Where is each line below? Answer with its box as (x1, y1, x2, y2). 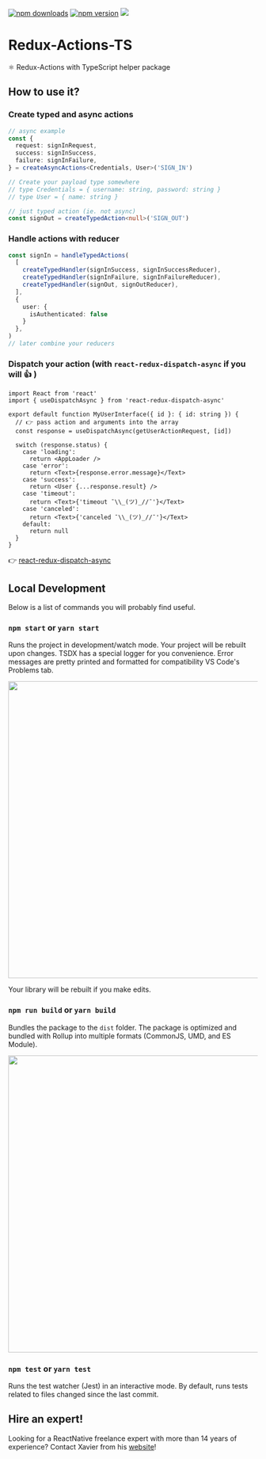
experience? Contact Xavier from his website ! (8, 1442, 157, 1451)
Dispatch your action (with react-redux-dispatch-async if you (8, 358, 246, 369)
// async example (8, 127, 66, 135)
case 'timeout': (22, 490, 77, 498)
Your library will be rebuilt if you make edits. (8, 985, 152, 994)
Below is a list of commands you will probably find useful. (8, 603, 196, 612)
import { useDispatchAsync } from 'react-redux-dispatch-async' (8, 397, 225, 405)
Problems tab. (8, 665, 54, 675)
